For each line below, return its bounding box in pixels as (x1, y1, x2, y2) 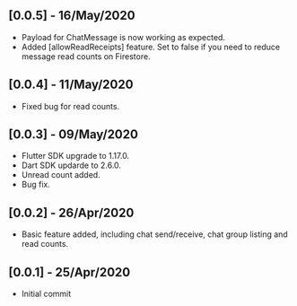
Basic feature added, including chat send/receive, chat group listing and (21, 229, 288, 240)
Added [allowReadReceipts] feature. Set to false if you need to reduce (21, 41, 281, 52)
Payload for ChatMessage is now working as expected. (21, 31, 226, 42)
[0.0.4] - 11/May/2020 (8, 77, 134, 92)
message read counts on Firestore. (21, 50, 151, 62)
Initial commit (21, 288, 72, 300)
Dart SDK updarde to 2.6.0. (21, 160, 122, 170)
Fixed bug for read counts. (21, 101, 120, 111)
